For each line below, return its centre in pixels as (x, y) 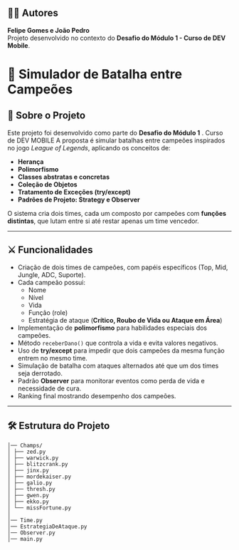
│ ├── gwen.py (28, 496)
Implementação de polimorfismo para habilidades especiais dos (112, 328)
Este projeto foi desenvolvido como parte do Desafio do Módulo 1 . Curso (115, 133)
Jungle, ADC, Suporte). (52, 274)
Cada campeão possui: (52, 282)
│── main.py (25, 539)
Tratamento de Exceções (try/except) (74, 192)
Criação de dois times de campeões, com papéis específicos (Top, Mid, (123, 267)
